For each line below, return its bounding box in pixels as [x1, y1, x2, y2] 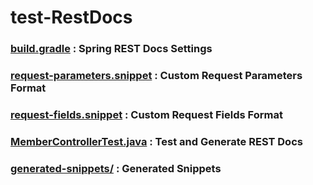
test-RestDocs [10, 6, 133, 29]
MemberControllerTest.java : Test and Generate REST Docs [10, 134, 303, 148]
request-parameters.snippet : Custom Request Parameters [10, 69, 303, 83]
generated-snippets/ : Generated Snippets [10, 161, 222, 175]
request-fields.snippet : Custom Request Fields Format [10, 107, 283, 121]
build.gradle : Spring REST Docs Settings [10, 42, 213, 56]
